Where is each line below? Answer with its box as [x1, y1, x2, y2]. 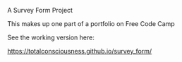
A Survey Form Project [7, 6, 73, 14]
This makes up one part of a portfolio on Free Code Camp [7, 20, 175, 27]
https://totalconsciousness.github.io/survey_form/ [7, 47, 152, 55]
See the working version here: [7, 33, 95, 42]
